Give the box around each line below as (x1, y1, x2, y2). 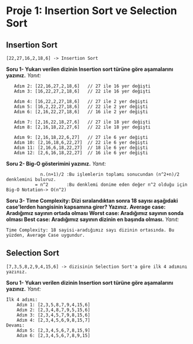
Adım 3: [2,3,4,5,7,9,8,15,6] (16, 312, 91, 318)
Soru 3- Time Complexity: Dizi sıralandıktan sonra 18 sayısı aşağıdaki (6, 197, 178, 204)
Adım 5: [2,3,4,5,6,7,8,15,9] (16, 327, 91, 333)
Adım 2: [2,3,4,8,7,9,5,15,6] (16, 306, 91, 313)
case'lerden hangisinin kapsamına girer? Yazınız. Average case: (6, 203, 166, 210)
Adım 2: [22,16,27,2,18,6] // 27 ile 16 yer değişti (13, 83, 151, 89)
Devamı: (6, 322, 25, 328)
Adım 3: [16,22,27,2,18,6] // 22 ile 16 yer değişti (13, 88, 151, 94)
